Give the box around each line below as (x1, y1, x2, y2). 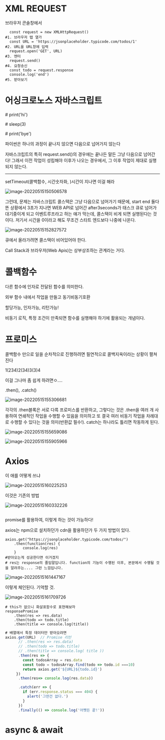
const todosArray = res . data (23, 657, 82, 662)
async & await (5, 724, 63, 735)
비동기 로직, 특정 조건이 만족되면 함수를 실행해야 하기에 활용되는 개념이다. (5, 315, 145, 321)
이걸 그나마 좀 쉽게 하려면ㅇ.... (5, 377, 63, 383)
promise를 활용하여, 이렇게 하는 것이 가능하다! (5, 516, 94, 522)
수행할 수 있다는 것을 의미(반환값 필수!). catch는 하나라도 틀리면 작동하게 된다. (10, 419, 160, 425)
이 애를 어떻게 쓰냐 (5, 472, 41, 478)
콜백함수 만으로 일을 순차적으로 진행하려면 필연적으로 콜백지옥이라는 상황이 (5, 351, 148, 357)
